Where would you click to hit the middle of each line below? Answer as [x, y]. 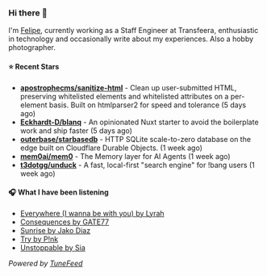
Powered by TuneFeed [46, 263]
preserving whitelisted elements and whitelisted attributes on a [124, 96]
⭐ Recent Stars [34, 66]
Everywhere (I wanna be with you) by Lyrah [92, 213]
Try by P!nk [39, 239]
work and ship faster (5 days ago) [76, 130]
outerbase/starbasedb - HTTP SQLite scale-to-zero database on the [136, 139]
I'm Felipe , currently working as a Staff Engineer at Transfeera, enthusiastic [133, 31]
